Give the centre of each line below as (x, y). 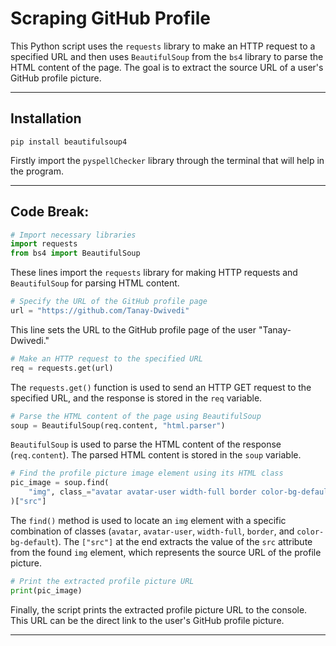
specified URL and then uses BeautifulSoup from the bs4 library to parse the (167, 56)
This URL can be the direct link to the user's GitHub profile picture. (147, 620)
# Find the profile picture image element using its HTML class (147, 473)
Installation (46, 118)
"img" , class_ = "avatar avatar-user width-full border (142, 492)
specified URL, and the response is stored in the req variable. (136, 398)
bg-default (33, 542)
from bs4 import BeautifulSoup (75, 253)
